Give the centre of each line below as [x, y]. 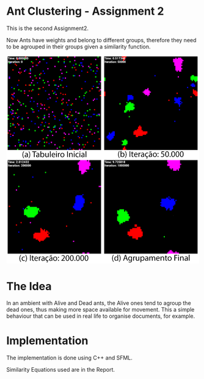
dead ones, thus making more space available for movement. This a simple [100, 310]
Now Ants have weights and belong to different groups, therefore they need [101, 40]
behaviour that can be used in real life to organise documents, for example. [101, 316]
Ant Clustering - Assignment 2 [85, 11]
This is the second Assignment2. [47, 28]
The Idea [29, 286]
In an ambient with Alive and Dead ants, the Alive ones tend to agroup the [99, 303]
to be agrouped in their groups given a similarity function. [78, 47]
